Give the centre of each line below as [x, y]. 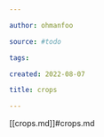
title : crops [33, 90]
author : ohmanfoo [41, 25]
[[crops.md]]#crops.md [52, 124]
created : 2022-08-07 [48, 74]
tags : [19, 58]
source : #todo [36, 41]
